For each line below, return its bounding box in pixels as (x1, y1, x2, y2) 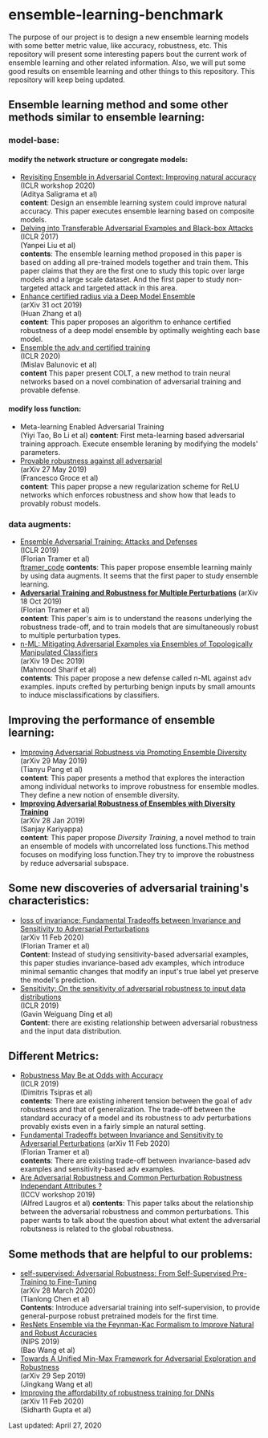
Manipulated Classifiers (19, 648, 99, 657)
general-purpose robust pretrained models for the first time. (19, 1311, 219, 1321)
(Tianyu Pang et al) (19, 764, 83, 774)
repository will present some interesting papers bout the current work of (8, 49, 247, 59)
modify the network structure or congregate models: (8, 154, 189, 164)
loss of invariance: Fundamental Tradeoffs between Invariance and (19, 915, 242, 924)
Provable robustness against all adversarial (19, 456, 163, 465)
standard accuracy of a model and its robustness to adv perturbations (19, 1113, 252, 1123)
